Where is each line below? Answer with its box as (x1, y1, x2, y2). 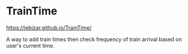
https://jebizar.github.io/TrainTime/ (6, 24, 92, 31)
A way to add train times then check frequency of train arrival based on (6, 35, 183, 43)
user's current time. (6, 42, 55, 49)
